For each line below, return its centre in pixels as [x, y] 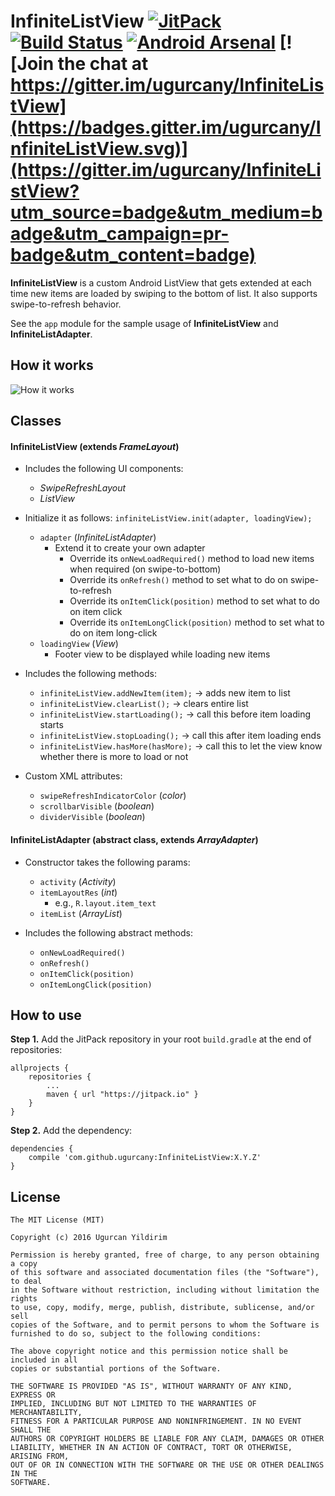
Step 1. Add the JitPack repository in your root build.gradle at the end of [161, 1039]
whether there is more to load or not [114, 757]
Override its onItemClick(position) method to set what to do [194, 601]
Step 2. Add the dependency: [71, 1131]
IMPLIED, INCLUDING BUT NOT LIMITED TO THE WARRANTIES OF [133, 1404]
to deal [26, 1281]
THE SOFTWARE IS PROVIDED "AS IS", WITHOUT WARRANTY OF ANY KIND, [151, 1386]
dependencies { [42, 1149]
